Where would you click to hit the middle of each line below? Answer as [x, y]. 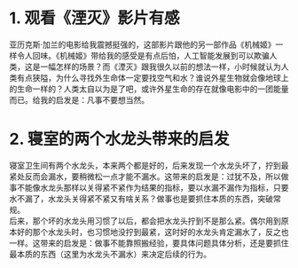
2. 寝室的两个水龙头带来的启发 [119, 139]
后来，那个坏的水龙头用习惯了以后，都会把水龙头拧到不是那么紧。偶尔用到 [145, 221]
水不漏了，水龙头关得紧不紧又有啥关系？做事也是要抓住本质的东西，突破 [141, 198]
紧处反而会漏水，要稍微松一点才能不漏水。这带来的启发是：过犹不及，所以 [145, 176]
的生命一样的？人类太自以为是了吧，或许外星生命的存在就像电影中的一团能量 [149, 89]
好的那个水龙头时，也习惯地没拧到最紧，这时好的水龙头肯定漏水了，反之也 [153, 232]
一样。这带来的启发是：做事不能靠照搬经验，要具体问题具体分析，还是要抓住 [149, 243]
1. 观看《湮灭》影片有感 [94, 18]
